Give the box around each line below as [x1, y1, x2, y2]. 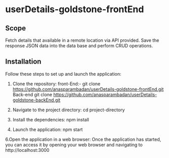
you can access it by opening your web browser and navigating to [5, 141, 143, 148]
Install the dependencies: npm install [12, 116, 90, 122]
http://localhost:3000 [5, 147, 50, 153]
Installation [5, 57, 41, 66]
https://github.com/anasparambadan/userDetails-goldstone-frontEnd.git [12, 86, 164, 92]
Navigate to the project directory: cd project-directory [12, 107, 125, 113]
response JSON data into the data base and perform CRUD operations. [5, 43, 153, 49]
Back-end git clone [12, 91, 52, 98]
